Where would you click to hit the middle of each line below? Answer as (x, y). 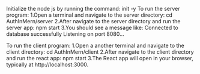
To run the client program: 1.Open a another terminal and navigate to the (95, 45)
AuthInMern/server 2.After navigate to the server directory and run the (93, 21)
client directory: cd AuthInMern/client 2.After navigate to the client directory (100, 52)
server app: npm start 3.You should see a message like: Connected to (92, 27)
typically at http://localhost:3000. (47, 64)
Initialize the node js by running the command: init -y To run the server (93, 9)
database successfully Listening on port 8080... (65, 34)
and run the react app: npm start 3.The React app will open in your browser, (100, 58)
